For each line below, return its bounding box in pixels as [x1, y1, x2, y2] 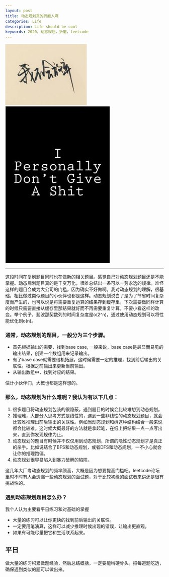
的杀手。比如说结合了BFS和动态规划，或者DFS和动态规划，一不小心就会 [12, 444, 162, 450]
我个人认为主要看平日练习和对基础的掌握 [5, 506, 89, 512]
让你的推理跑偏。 [12, 450, 48, 456]
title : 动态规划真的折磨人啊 [5, 13, 59, 19]
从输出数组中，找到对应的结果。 [12, 369, 79, 375]
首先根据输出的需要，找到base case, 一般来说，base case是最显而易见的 [12, 344, 163, 350]
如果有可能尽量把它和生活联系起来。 [12, 530, 88, 536]
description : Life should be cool [5, 24, 78, 29]
